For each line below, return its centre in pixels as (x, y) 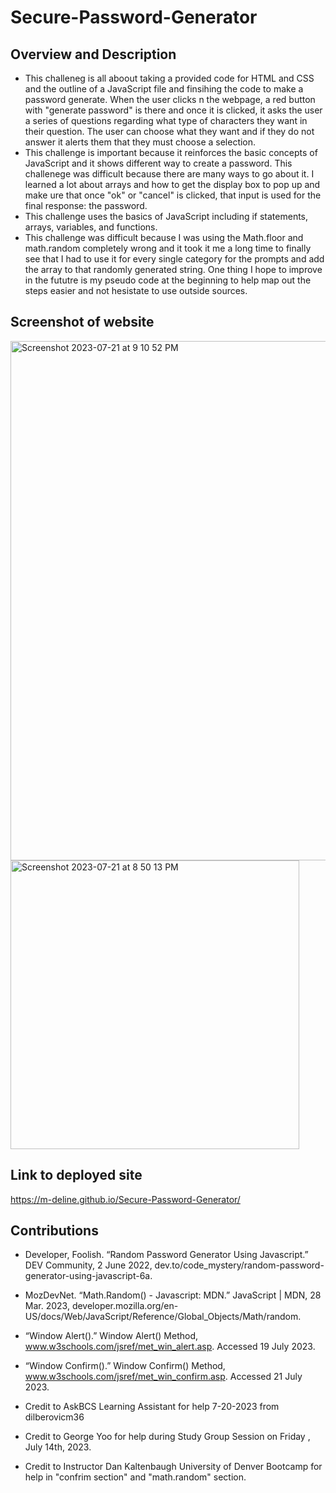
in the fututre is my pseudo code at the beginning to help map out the (168, 280)
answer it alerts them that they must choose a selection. (140, 142)
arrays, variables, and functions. (91, 227)
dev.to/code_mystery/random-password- (239, 1265)
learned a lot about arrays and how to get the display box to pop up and (172, 184)
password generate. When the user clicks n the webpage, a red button (170, 99)
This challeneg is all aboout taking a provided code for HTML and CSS (169, 78)
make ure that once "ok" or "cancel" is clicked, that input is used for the (173, 195)
